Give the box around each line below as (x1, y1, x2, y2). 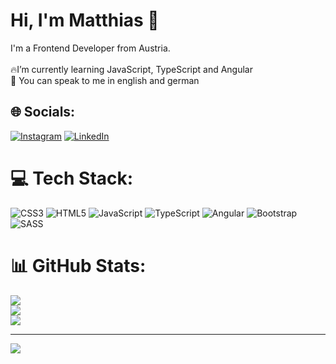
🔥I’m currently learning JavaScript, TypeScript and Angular (10, 63, 253, 75)
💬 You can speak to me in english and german (10, 74, 200, 86)
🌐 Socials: (10, 104, 76, 121)
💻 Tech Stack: (10, 167, 134, 189)
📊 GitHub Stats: (10, 254, 147, 277)
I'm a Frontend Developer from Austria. (10, 42, 171, 54)
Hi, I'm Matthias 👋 (10, 9, 160, 32)
